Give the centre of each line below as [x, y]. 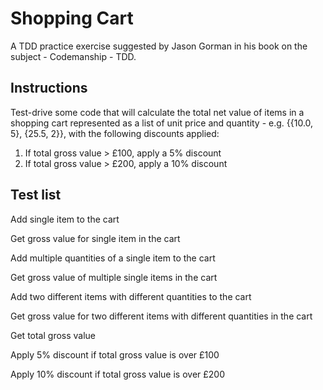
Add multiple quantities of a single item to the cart [113, 258]
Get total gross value [53, 335]
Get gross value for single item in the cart [95, 238]
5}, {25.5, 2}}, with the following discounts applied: [115, 133]
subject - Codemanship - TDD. [73, 56]
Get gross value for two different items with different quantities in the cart [161, 316]
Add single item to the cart [65, 219]
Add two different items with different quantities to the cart [131, 296]
